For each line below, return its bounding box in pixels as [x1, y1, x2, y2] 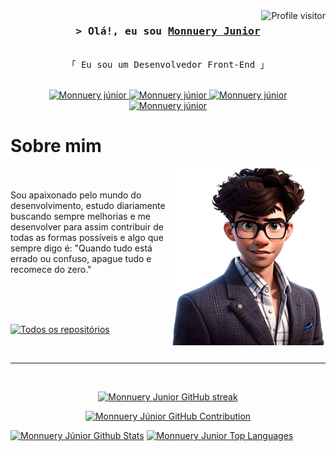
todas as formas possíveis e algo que [10, 232, 164, 244]
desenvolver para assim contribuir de [10, 221, 164, 233]
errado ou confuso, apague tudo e [10, 253, 152, 265]
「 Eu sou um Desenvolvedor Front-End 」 [66, 59, 270, 71]
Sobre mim [10, 135, 102, 158]
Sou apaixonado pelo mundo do [10, 189, 142, 201]
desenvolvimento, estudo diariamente [10, 200, 166, 212]
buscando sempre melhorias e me [10, 210, 151, 223]
